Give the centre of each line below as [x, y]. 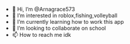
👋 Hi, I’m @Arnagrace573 [44, 9]
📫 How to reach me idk [41, 35]
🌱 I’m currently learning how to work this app [68, 22]
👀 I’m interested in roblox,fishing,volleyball [65, 15]
